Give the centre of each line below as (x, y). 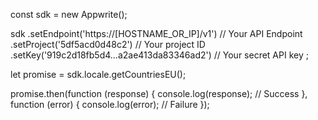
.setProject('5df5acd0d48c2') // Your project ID (108, 44)
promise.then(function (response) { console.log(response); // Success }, (159, 93)
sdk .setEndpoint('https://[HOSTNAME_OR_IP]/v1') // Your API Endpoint (156, 33)
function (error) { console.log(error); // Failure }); (110, 104)
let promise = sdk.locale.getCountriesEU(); (98, 74)
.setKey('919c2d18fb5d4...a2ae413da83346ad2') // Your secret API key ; (159, 55)
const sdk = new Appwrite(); (69, 14)
